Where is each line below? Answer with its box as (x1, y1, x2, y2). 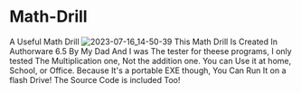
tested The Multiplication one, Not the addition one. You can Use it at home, (9, 55, 292, 66)
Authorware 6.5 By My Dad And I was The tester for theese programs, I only (9, 45, 292, 56)
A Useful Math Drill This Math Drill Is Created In (9, 36, 278, 47)
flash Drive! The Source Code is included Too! (9, 74, 181, 85)
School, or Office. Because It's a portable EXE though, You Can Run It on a (9, 65, 287, 76)
